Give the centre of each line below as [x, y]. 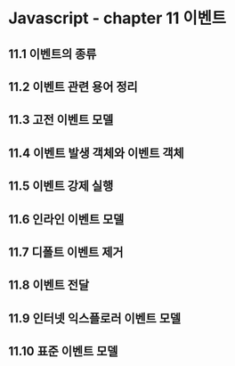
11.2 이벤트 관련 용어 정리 [73, 87]
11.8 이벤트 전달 [49, 285]
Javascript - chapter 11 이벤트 [117, 18]
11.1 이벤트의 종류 [53, 54]
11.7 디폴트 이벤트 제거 [66, 252]
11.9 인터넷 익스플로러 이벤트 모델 [95, 318]
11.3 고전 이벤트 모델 [61, 120]
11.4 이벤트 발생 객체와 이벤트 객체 [96, 153]
